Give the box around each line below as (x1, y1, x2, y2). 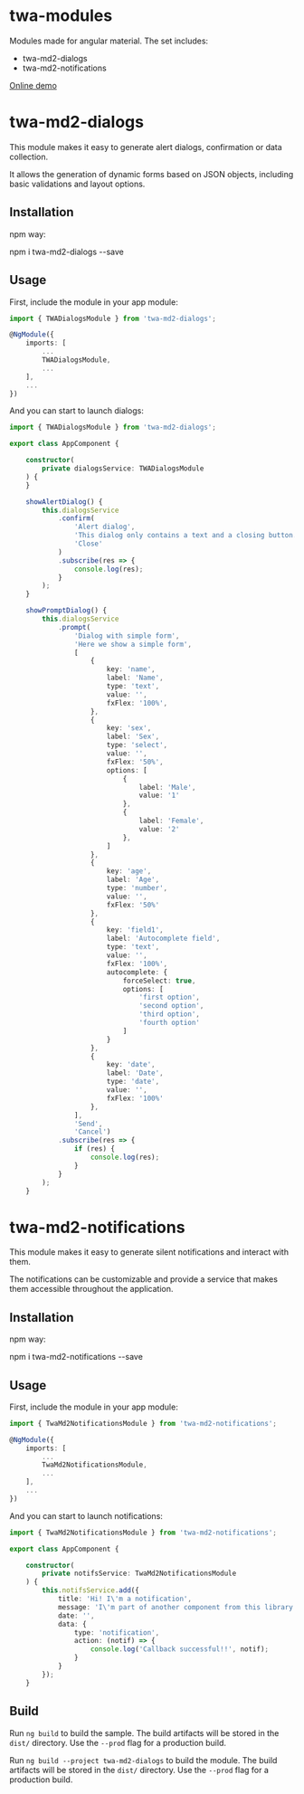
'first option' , (138, 992, 201, 1002)
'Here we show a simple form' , (73, 640, 193, 649)
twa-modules (9, 5, 113, 26)
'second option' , (138, 1001, 204, 1011)
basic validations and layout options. (9, 178, 146, 189)
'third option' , (138, 1010, 201, 1019)
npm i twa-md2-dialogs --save (9, 246, 124, 257)
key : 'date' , (106, 1060, 156, 1069)
